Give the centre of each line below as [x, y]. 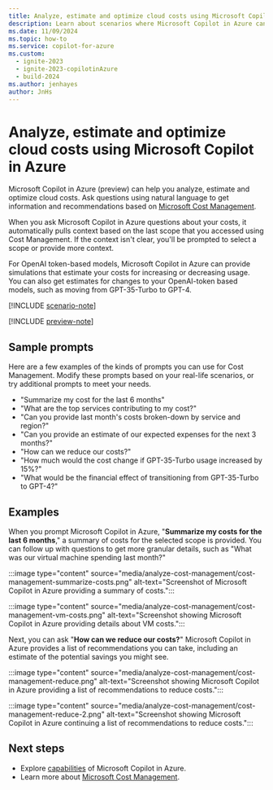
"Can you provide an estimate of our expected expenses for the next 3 [138, 434]
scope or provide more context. [61, 248]
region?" [35, 426]
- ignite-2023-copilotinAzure [67, 69]
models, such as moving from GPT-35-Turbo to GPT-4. [100, 290]
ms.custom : [27, 54]
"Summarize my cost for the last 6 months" [92, 400]
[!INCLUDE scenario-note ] [52, 305]
